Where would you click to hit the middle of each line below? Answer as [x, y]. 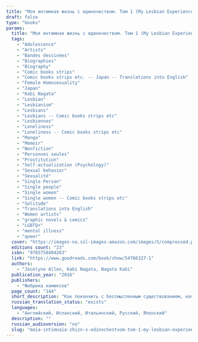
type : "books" [24, 22]
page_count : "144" [34, 291]
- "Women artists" [39, 215]
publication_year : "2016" [43, 275]
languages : [25, 308]
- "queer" [29, 236]
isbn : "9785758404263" [39, 253]
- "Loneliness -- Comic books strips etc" [70, 132]
